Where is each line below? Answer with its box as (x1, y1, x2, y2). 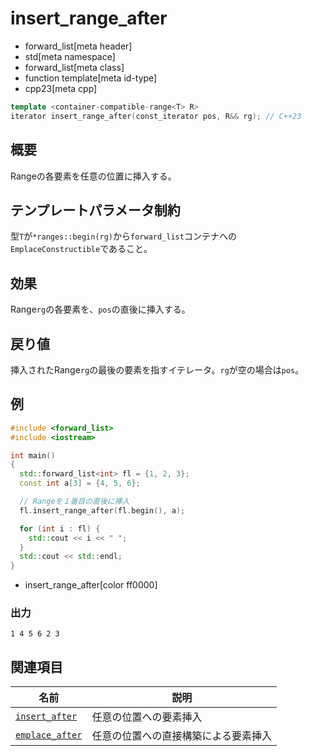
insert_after (15, 711, 78, 722)
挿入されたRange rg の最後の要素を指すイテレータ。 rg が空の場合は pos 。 (10, 363, 305, 376)
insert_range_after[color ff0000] (24, 579, 158, 591)
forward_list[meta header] (24, 40, 133, 52)
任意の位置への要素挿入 (91, 710, 203, 724)
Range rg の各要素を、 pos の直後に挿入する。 (10, 303, 191, 316)
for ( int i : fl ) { (19, 523, 101, 534)
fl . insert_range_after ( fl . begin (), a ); (19, 505, 186, 516)
